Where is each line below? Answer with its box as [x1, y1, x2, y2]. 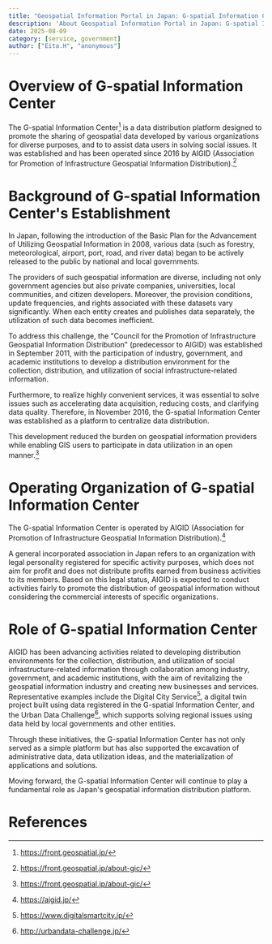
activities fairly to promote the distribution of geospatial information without [8, 583, 261, 593]
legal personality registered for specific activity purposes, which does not [8, 557, 254, 567]
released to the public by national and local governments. [8, 256, 200, 266]
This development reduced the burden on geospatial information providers [8, 432, 257, 442]
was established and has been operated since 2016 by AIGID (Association [8, 148, 255, 158]
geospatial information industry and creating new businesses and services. [8, 681, 259, 691]
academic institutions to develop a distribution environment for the [8, 357, 231, 367]
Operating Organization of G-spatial [8, 479, 255, 498]
